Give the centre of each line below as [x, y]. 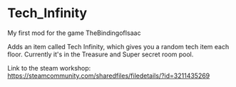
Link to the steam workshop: [49, 68]
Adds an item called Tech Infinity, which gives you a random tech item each [118, 46]
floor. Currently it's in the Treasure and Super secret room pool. [101, 54]
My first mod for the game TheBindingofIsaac [74, 33]
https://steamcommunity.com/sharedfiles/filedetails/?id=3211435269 [109, 76]
